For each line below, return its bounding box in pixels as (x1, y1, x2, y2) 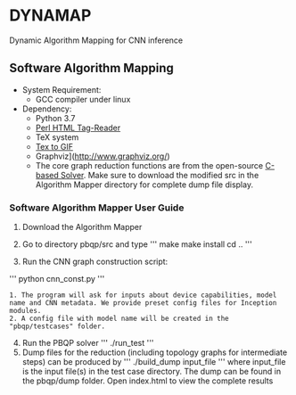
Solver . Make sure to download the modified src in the (61, 169, 259, 180)
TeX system (35, 131, 79, 143)
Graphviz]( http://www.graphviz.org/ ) (35, 151, 171, 161)
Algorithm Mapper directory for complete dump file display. (35, 179, 254, 190)
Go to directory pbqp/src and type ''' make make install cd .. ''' (21, 239, 252, 250)
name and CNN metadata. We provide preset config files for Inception (9, 299, 277, 308)
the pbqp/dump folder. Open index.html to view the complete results (21, 375, 274, 386)
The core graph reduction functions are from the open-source (35, 160, 264, 170)
